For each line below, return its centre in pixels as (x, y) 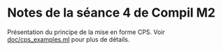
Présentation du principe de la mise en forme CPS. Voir (86, 32)
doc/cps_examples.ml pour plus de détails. (69, 39)
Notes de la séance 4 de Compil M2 (111, 13)
